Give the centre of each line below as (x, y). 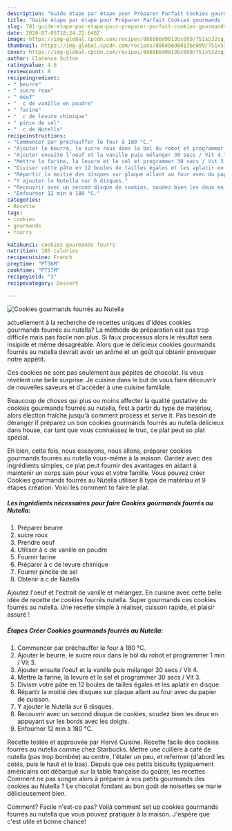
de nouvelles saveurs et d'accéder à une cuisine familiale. (89, 387)
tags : (15, 213)
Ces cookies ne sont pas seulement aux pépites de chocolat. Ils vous (105, 372)
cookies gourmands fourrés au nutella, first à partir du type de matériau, (110, 408)
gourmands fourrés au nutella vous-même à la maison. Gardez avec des (110, 458)
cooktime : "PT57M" (33, 270)
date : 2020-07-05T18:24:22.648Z (54, 33)
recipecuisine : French (40, 258)
